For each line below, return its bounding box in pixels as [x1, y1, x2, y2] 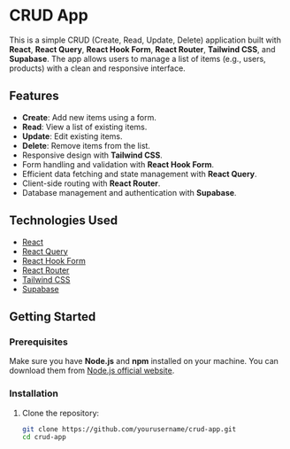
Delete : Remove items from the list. [21, 140, 150, 151]
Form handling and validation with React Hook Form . [21, 159, 215, 169]
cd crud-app [21, 433, 66, 442]
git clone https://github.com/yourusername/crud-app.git [21, 424, 237, 434]
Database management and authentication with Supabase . [21, 187, 237, 197]
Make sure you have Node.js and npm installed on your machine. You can [9, 356, 279, 367]
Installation [9, 387, 59, 399]
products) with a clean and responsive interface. [9, 63, 186, 74]
